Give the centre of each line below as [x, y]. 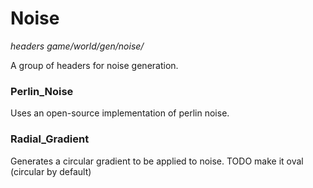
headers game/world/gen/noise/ [77, 46]
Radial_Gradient [50, 139]
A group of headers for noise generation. [94, 65]
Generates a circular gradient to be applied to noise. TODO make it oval [157, 161]
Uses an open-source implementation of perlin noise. [120, 113]
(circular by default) [51, 171]
